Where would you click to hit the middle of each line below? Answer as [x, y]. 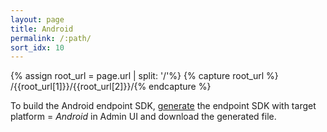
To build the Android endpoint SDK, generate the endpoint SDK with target [163, 106]
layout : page [37, 19]
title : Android [42, 29]
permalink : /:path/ [51, 38]
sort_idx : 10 [37, 47]
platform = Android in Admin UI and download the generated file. [143, 117]
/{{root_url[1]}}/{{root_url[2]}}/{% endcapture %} [111, 87]
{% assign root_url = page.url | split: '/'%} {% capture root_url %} [144, 76]
